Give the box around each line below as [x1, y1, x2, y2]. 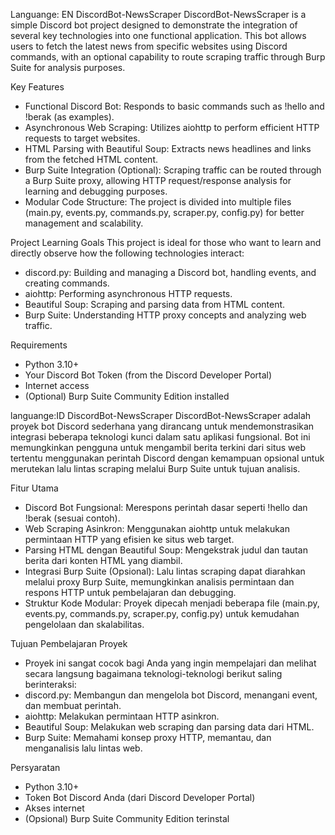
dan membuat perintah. [24, 700, 122, 711]
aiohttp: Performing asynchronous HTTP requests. [24, 288, 233, 299]
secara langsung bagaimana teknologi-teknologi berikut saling [24, 668, 283, 679]
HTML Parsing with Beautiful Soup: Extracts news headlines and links [24, 143, 312, 154]
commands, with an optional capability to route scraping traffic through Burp [10, 51, 326, 63]
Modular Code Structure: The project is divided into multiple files [24, 196, 292, 208]
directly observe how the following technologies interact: [10, 247, 245, 259]
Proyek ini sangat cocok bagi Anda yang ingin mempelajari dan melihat [24, 657, 317, 669]
